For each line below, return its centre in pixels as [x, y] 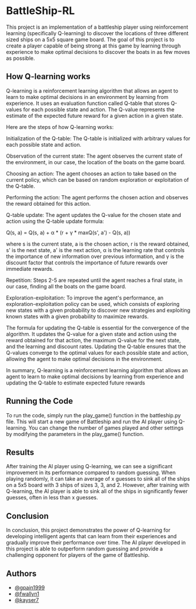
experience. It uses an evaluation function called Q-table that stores [88, 103]
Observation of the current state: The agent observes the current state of [94, 156]
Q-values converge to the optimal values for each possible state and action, [97, 352]
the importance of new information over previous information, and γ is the [95, 256]
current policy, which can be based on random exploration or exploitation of [97, 179]
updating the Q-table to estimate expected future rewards [75, 383]
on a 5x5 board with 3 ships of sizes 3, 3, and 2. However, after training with [98, 485]
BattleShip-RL [40, 11]
